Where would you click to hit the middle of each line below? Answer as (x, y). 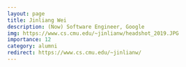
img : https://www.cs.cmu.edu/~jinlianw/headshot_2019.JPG (93, 33)
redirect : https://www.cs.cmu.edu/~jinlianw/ (74, 53)
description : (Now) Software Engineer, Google (76, 27)
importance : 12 (29, 40)
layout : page (26, 14)
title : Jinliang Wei (37, 20)
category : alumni (32, 46)
